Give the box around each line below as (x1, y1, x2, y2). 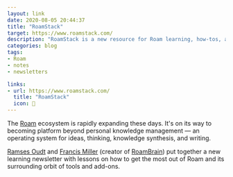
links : (7, 81, 26, 87)
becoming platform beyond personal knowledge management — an (7, 126, 200, 135)
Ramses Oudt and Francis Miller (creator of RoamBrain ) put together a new (7, 147, 221, 155)
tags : (7, 49, 23, 56)
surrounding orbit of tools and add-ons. (7, 162, 120, 170)
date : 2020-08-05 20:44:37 (7, 17, 85, 24)
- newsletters (7, 68, 49, 75)
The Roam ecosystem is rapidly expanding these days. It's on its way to (7, 119, 212, 127)
